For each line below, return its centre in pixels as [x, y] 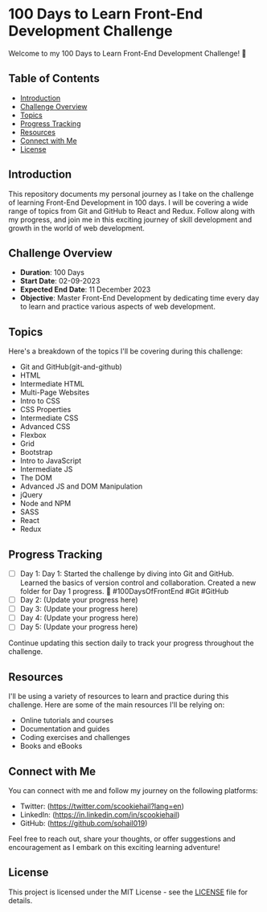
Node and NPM [45, 504]
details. [21, 900]
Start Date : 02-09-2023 [60, 281]
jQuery [31, 495]
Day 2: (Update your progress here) [79, 600]
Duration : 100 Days [52, 272]
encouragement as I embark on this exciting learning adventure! [114, 847]
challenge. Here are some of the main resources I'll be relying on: [117, 705]
